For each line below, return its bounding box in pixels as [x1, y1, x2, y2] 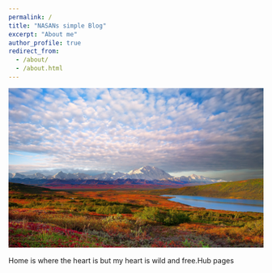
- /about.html [15, 65, 63, 73]
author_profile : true [8, 39, 82, 47]
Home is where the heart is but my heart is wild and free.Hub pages [8, 255, 235, 265]
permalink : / [8, 13, 53, 21]
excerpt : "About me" [8, 30, 79, 38]
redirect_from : [8, 47, 60, 56]
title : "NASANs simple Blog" [8, 21, 107, 30]
